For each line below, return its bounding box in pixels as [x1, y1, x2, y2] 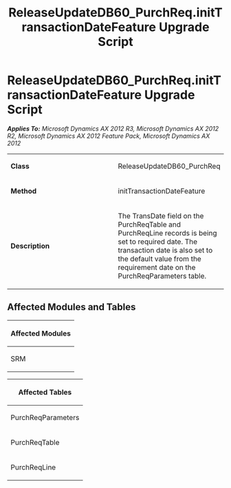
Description [10, 241, 50, 251]
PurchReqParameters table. [118, 271, 207, 281]
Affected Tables [18, 387, 72, 397]
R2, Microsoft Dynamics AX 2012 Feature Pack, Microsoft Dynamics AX [7, 132, 210, 140]
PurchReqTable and [118, 220, 181, 229]
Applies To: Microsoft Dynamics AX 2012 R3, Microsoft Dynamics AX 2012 [7, 124, 219, 132]
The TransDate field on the [118, 211, 204, 220]
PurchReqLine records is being [118, 228, 217, 237]
